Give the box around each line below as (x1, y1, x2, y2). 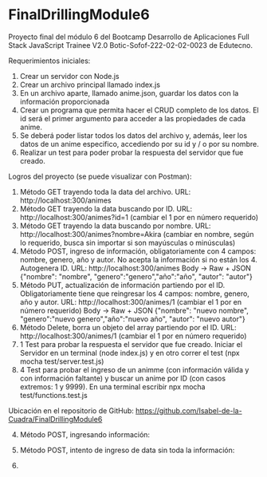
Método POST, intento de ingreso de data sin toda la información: (19, 445, 235, 455)
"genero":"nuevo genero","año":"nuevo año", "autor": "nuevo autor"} (19, 313, 245, 324)
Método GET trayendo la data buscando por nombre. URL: (19, 221, 211, 231)
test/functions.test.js (19, 390, 88, 400)
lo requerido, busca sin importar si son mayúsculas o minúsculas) (19, 238, 236, 247)
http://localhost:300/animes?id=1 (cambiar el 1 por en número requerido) (19, 212, 259, 222)
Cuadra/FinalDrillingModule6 (8, 414, 103, 424)
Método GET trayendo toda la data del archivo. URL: (19, 187, 191, 196)
